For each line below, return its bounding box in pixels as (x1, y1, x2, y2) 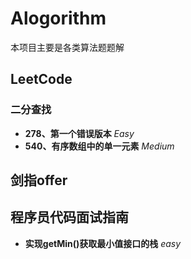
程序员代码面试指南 (10, 209, 129, 226)
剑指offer (10, 172, 68, 189)
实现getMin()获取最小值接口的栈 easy (24, 237, 182, 249)
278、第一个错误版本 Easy (24, 127, 135, 139)
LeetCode (10, 71, 73, 88)
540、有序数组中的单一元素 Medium (24, 140, 175, 152)
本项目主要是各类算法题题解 (10, 41, 125, 53)
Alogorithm (10, 7, 107, 30)
